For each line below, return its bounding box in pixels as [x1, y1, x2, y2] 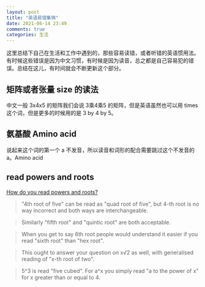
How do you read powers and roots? [6, 188, 98, 196]
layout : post [6, 9, 40, 15]
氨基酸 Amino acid [6, 129, 76, 140]
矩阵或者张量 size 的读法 [6, 84, 99, 95]
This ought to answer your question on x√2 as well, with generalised [21, 248, 194, 256]
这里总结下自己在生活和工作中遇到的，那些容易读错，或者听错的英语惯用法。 [6, 50, 199, 57]
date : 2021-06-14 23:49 [6, 20, 67, 26]
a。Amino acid [6, 154, 43, 161]
